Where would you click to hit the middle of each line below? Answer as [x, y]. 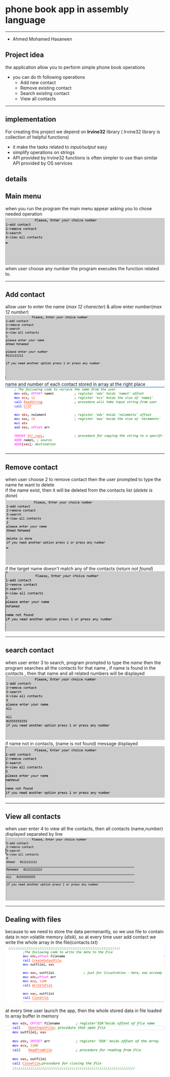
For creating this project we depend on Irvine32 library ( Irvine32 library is [83, 132]
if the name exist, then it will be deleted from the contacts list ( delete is [79, 490]
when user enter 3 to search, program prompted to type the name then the [83, 662]
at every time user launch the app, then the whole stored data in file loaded [83, 1010]
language [26, 20]
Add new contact [38, 82]
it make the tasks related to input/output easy [60, 147]
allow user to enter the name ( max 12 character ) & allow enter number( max [83, 307]
